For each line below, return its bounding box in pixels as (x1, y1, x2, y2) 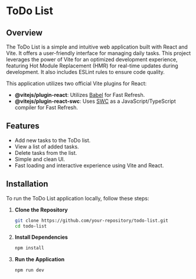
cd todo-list (14, 223, 47, 229)
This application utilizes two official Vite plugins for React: (6, 80, 147, 87)
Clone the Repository (14, 206, 68, 213)
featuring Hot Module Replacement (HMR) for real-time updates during (6, 62, 178, 69)
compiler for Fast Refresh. (14, 104, 79, 111)
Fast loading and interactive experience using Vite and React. (14, 161, 164, 169)
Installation (6, 179, 48, 189)
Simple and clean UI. (14, 155, 66, 163)
